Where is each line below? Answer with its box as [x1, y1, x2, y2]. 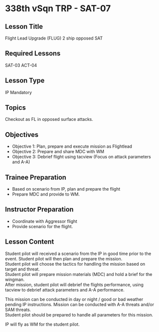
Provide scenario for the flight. [12, 223, 73, 229]
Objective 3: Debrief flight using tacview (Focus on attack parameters [12, 154, 151, 160]
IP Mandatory [5, 89, 32, 95]
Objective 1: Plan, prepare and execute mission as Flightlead [12, 143, 132, 149]
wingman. [5, 276, 25, 282]
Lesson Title [5, 22, 43, 31]
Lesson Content [5, 237, 54, 246]
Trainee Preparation [5, 173, 66, 181]
